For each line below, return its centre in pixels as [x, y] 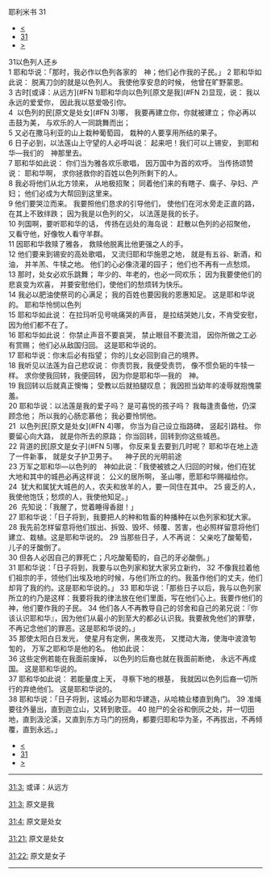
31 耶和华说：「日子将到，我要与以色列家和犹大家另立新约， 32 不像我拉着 [131, 568]
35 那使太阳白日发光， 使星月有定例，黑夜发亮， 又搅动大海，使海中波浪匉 [132, 638]
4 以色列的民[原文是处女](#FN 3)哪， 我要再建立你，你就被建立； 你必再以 [132, 112]
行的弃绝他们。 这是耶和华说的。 [63, 689]
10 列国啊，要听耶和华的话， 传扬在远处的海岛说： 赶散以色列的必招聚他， [132, 224]
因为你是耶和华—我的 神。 [157, 375]
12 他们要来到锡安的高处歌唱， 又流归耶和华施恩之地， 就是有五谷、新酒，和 [135, 254]
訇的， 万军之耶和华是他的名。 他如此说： [77, 648]
